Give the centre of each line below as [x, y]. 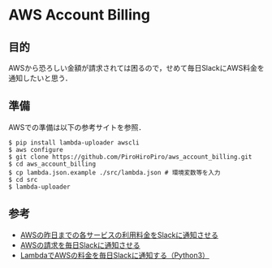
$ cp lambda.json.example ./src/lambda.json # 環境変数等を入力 [114, 172]
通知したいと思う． [40, 78]
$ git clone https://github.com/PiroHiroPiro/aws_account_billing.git [130, 157]
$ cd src [23, 179]
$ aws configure [36, 149]
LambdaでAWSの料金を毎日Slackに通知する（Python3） [114, 255]
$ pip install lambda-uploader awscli [74, 143]
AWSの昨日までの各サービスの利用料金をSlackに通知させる [119, 235]
